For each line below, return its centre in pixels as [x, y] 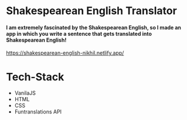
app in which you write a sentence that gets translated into [79, 34]
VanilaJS [25, 93]
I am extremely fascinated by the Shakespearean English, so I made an [94, 27]
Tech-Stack [35, 77]
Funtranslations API [38, 112]
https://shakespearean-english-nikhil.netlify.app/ [65, 53]
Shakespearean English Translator [91, 11]
